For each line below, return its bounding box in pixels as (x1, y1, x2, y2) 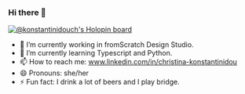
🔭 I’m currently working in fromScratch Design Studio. (19, 40, 194, 49)
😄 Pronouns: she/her (19, 68, 89, 78)
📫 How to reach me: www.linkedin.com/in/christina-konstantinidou (19, 57, 238, 67)
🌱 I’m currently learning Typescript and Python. (19, 49, 173, 58)
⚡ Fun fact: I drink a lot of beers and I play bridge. (19, 78, 181, 87)
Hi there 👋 (8, 7, 47, 18)
